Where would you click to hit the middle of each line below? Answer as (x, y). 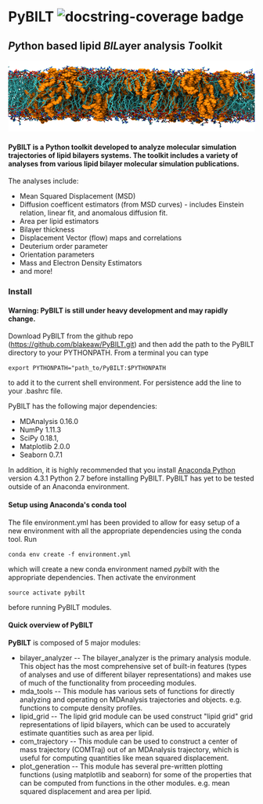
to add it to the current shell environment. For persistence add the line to (125, 383)
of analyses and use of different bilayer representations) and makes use (135, 674)
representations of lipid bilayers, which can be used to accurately (125, 724)
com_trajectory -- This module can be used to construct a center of (128, 741)
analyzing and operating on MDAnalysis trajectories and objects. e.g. (130, 700)
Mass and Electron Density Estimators (81, 263)
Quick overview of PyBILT (51, 625)
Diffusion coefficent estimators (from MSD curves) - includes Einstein (131, 205)
